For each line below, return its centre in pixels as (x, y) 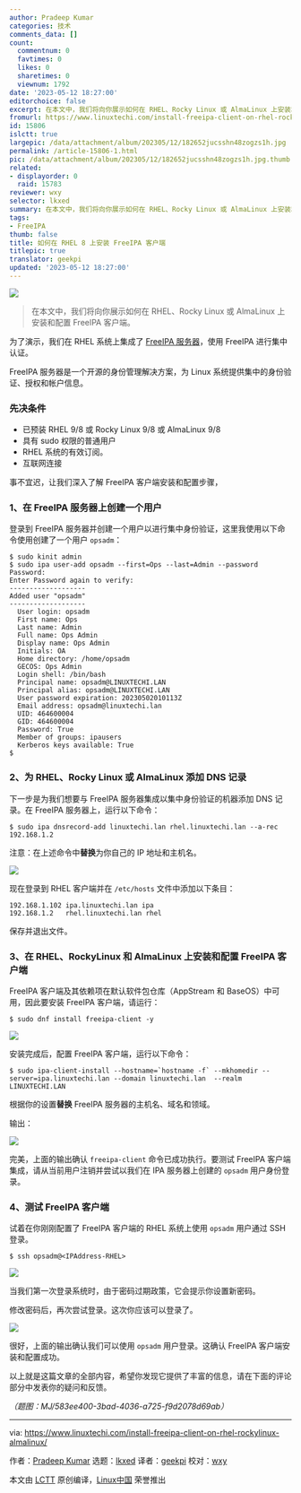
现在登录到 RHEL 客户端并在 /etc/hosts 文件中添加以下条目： (122, 888)
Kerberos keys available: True (76, 745)
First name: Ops (47, 620)
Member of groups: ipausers (70, 738)
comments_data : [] (43, 34)
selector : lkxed (39, 201)
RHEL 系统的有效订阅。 (65, 452)
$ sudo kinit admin (46, 557)
